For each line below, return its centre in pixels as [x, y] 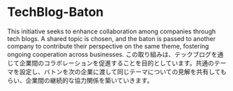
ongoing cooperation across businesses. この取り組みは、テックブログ [109, 54]
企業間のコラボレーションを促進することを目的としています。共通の [116, 63]
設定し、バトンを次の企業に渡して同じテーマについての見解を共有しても [123, 72]
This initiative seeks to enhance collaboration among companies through [112, 31]
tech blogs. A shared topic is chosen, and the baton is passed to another [112, 38]
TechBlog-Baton [55, 12]
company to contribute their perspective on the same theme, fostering [108, 46]
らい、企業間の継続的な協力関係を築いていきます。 [80, 80]
